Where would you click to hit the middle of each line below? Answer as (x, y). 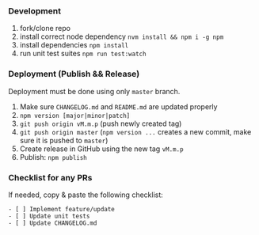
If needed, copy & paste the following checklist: (86, 195)
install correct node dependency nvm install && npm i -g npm (122, 36)
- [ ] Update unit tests (49, 216)
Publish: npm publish (53, 157)
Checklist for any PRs (50, 177)
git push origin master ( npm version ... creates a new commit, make (135, 131)
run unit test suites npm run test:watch (83, 54)
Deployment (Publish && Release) (74, 74)
